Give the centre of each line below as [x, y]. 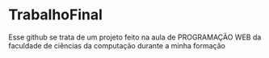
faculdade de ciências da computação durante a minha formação [117, 45]
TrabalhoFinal [56, 15]
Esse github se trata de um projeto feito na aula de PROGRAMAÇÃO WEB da [135, 37]
